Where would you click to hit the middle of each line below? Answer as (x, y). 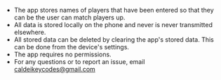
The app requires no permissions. (62, 54)
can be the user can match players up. (69, 17)
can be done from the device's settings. (72, 47)
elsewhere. (30, 32)
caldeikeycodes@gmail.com (55, 69)
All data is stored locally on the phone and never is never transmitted (113, 25)
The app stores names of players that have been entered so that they (114, 10)
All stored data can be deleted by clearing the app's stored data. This (114, 40)
